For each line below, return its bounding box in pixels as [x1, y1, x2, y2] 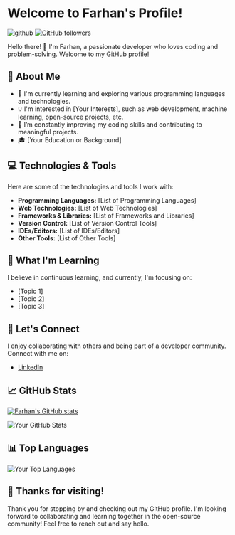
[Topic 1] [17, 287, 43, 296]
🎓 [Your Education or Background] [17, 135, 122, 144]
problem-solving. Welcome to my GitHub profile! [7, 50, 150, 58]
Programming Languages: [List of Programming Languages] [17, 196, 197, 204]
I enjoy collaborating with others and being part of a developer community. [7, 341, 226, 350]
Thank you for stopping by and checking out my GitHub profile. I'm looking [7, 504, 226, 513]
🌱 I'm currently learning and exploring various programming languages [17, 89, 226, 97]
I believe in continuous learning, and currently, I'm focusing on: [7, 273, 192, 282]
